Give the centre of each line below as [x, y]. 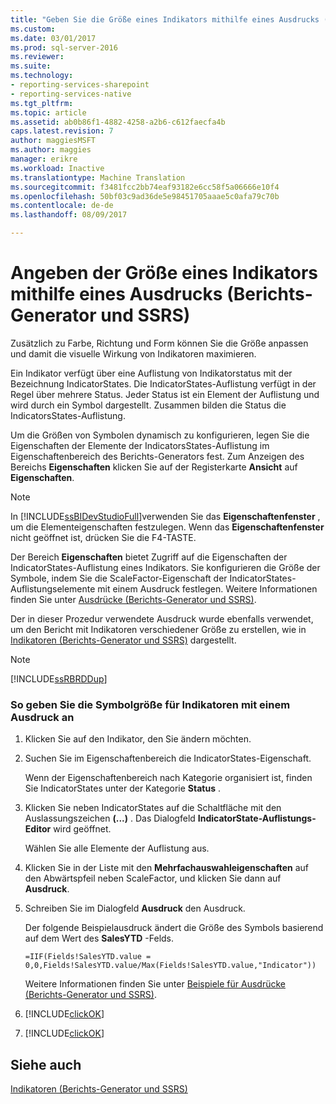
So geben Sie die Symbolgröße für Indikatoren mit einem [150, 704]
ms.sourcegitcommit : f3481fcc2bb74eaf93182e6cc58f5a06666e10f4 [145, 187]
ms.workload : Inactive [57, 168]
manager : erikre [44, 159]
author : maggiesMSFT [53, 141]
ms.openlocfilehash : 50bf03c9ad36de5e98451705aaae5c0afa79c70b [145, 196]
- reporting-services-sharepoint [80, 85]
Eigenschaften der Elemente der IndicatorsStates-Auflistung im [140, 445]
